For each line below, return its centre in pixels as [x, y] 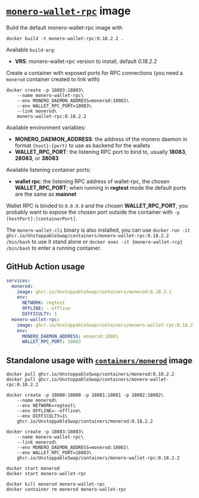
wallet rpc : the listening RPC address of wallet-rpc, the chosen [92, 181]
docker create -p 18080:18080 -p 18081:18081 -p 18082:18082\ [85, 395]
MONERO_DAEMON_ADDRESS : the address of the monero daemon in [101, 139]
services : [18, 280]
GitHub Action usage [46, 267]
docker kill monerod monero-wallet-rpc [56, 484]
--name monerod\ [37, 400]
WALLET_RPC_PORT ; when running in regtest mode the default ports [100, 187]
